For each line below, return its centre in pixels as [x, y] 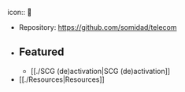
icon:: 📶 [20, 12]
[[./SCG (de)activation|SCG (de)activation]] [100, 71]
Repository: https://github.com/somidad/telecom [98, 27]
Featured [41, 52]
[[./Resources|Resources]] [62, 79]
